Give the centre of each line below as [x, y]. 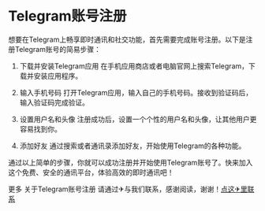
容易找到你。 [40, 129]
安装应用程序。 [58, 76]
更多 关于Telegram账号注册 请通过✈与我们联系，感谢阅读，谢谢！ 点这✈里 [128, 189]
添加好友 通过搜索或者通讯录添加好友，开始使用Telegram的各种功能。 [132, 146]
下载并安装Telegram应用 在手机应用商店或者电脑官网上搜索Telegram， [134, 66]
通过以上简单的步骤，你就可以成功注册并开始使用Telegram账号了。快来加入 [131, 162]
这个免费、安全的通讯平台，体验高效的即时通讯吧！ [91, 172]
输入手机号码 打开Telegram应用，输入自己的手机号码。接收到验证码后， [136, 92]
